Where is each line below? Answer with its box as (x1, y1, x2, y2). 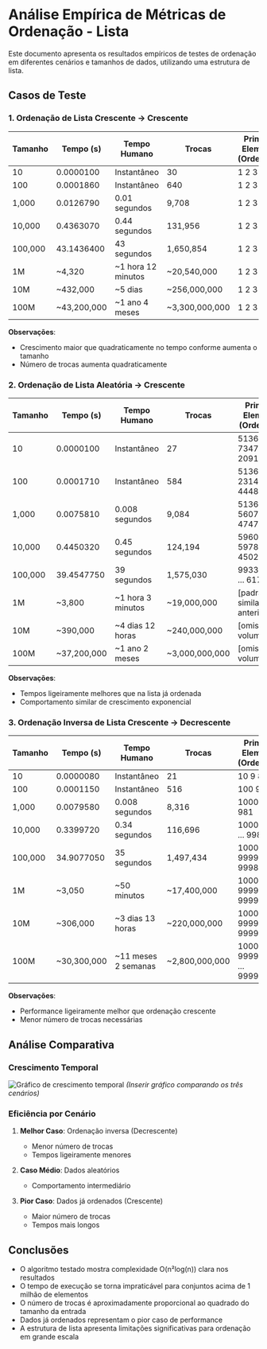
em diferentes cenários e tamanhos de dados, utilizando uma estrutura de (8, 57, 250, 67)
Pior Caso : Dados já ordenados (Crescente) (19, 1196, 164, 1206)
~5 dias (114, 284, 143, 295)
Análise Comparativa (8, 1038, 115, 1052)
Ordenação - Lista (8, 22, 130, 41)
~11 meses (114, 951, 157, 962)
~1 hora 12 (114, 261, 157, 272)
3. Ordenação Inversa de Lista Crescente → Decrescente (8, 717, 231, 728)
